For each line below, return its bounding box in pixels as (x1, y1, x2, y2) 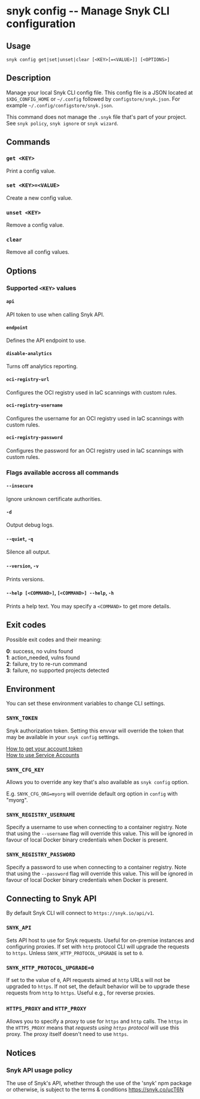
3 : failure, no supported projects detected (6, 666, 110, 674)
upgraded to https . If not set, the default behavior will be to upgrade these (6, 983, 190, 990)
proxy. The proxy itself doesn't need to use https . (6, 1031, 129, 1038)
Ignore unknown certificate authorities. (6, 496, 102, 503)
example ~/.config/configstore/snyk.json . (6, 101, 114, 109)
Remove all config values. (6, 248, 70, 256)
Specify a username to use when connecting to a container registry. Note (6, 824, 187, 831)
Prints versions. (6, 575, 45, 582)
